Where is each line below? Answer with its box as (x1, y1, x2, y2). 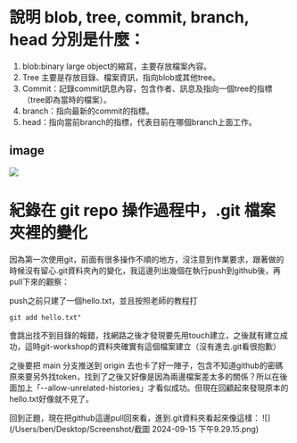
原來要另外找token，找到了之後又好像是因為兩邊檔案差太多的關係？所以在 (9, 371, 280, 381)
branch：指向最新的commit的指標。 (21, 105, 154, 116)
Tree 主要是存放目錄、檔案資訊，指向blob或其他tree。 (21, 71, 221, 82)
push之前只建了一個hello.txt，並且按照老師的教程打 (9, 295, 198, 305)
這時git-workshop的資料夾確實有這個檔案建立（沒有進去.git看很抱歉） (24, 340, 281, 352)
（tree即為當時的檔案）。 (21, 94, 111, 104)
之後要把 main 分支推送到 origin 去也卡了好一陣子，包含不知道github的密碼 (9, 360, 284, 371)
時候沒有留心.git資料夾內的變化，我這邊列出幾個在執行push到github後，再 (9, 264, 281, 276)
